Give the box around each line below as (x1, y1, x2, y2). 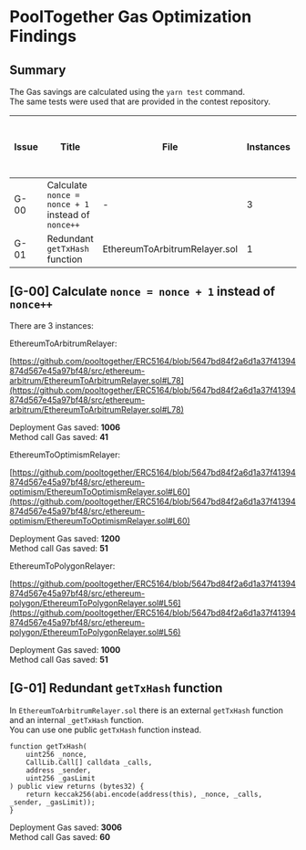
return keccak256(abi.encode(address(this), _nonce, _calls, (25, 790, 262, 799)
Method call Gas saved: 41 (9, 431, 109, 442)
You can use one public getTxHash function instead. (9, 724, 202, 735)
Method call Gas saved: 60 (9, 831, 111, 842)
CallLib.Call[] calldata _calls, (25, 758, 153, 767)
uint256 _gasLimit (25, 773, 96, 782)
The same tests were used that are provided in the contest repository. (9, 96, 271, 107)
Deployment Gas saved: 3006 (9, 822, 123, 833)
